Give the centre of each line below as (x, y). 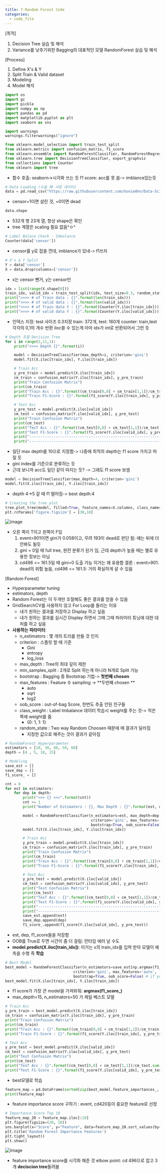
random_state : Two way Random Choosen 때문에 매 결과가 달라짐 (85, 728)
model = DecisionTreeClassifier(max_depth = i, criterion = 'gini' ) (81, 355)
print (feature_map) (25, 1094)
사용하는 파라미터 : (29, 630)
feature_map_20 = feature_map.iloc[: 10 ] (47, 1118)
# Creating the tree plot (31, 503)
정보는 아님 (39, 556)
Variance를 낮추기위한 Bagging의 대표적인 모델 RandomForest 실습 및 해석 (85, 50)
